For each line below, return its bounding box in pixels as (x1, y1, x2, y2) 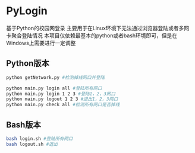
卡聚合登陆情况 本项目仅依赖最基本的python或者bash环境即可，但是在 (6, 31, 178, 39)
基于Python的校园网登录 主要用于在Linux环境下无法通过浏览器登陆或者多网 (6, 24, 189, 31)
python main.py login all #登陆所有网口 (6, 85, 102, 91)
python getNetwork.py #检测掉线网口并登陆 (6, 74, 105, 81)
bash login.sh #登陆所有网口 (6, 135, 73, 142)
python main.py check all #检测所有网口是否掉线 (6, 102, 120, 108)
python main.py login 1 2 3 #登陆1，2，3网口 (6, 91, 116, 97)
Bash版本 (6, 120, 41, 130)
